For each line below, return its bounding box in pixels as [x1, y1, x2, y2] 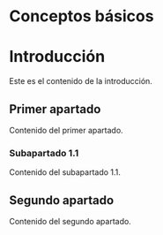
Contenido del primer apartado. [9, 125, 123, 135]
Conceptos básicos [9, 6, 154, 27]
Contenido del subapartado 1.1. [9, 167, 122, 178]
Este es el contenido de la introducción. [9, 76, 152, 87]
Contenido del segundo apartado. [9, 216, 132, 227]
